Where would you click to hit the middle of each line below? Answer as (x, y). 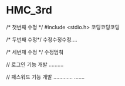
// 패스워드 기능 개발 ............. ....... (45, 77)
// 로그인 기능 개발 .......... (35, 64)
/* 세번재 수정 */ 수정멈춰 (35, 52)
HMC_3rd (29, 10)
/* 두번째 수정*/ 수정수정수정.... (42, 39)
